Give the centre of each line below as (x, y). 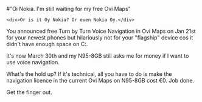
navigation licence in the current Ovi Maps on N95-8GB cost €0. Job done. (100, 80)
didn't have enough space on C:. (47, 44)
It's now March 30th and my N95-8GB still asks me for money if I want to (98, 56)
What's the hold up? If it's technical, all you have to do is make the (89, 74)
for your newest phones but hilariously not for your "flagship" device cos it (100, 38)
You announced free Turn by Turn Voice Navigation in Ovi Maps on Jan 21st (101, 31)
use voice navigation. (33, 62)
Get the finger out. (30, 92)
